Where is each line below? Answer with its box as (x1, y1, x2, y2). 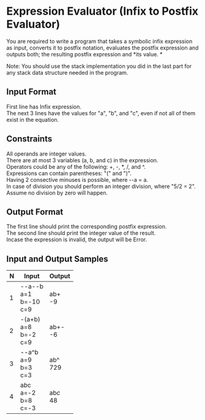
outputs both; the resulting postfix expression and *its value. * (6, 50, 163, 58)
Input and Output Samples (6, 253, 108, 264)
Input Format (6, 87, 57, 97)
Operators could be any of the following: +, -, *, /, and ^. (6, 163, 146, 170)
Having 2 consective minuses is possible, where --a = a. (6, 176, 149, 183)
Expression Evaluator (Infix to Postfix (6, 4, 199, 18)
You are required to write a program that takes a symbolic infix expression (6, 37, 193, 45)
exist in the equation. (6, 116, 59, 123)
